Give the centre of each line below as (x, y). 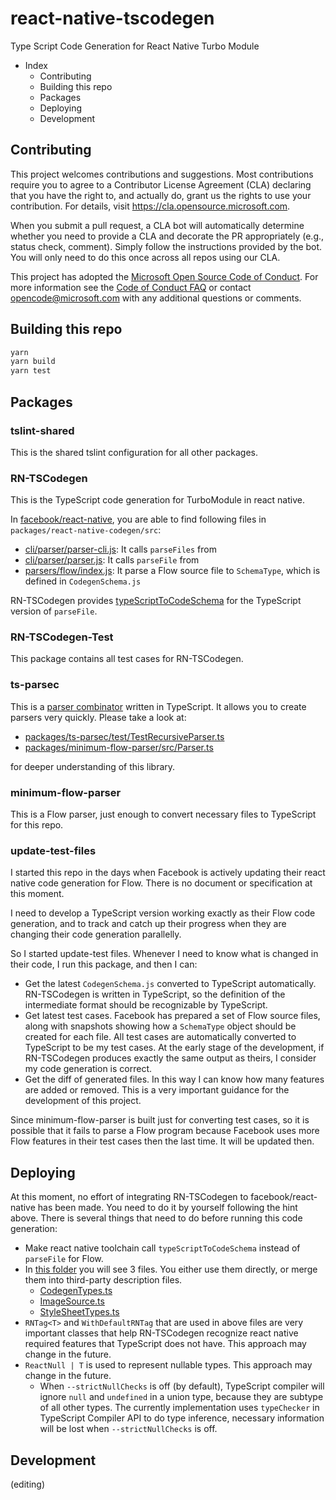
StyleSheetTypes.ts (79, 1312)
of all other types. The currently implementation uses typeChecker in (179, 1408)
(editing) (28, 1484)
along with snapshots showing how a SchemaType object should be (160, 1026)
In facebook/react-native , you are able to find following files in (138, 519)
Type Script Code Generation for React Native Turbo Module (135, 46)
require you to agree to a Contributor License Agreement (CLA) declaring (161, 184)
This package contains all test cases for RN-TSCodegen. (127, 659)
